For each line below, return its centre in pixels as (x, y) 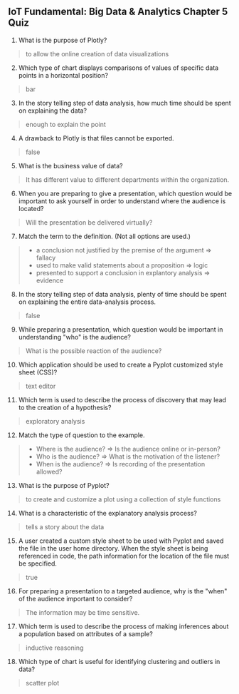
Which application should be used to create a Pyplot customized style (121, 364)
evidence (49, 280)
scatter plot (42, 683)
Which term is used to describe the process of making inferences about (123, 626)
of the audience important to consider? (75, 598)
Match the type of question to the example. (81, 435)
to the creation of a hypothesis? (65, 407)
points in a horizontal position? (63, 75)
